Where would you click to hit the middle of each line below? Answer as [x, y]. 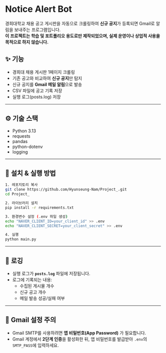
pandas [20, 141]
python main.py [21, 239]
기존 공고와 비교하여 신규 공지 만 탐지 [47, 78]
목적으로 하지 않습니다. [27, 42]
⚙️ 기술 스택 [22, 119]
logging [20, 151]
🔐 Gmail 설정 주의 [31, 320]
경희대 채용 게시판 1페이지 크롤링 [43, 72]
